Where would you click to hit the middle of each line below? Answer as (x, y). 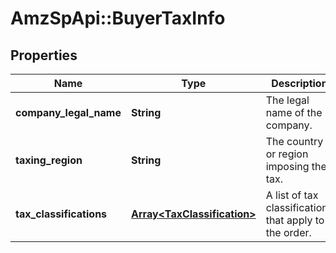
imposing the (296, 166)
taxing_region (49, 160)
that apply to (295, 220)
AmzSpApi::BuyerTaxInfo (118, 18)
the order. (288, 232)
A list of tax (292, 195)
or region (287, 154)
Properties (44, 55)
